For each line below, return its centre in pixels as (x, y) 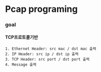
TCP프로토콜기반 (22, 37)
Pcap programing (41, 9)
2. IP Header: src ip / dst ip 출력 (42, 54)
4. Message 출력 (21, 65)
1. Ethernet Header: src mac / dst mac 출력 (51, 49)
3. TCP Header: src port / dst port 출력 (48, 60)
